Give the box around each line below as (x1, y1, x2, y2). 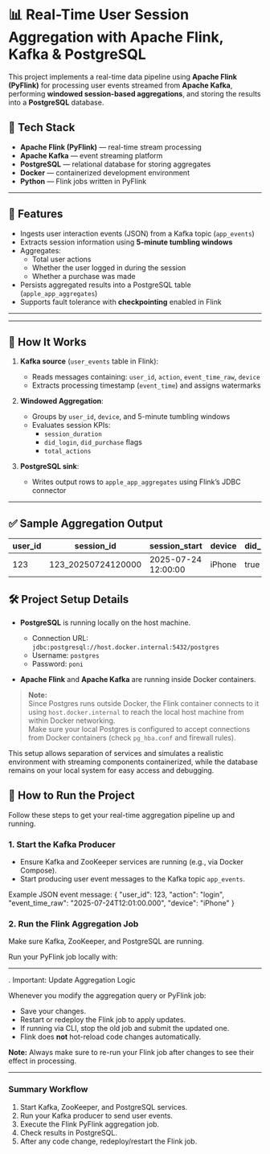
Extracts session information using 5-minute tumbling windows (19, 237, 233, 247)
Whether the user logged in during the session (31, 262, 186, 273)
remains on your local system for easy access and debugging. (8, 766, 215, 775)
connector (31, 486, 67, 495)
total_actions (43, 447, 92, 456)
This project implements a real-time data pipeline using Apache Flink (8, 72, 237, 81)
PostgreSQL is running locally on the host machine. (19, 618, 191, 627)
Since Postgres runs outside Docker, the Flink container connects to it (27, 699, 260, 708)
